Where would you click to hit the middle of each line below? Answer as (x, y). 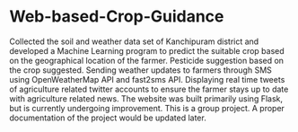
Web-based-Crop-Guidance (117, 17)
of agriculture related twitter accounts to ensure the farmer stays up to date (149, 89)
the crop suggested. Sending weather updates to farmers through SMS (140, 70)
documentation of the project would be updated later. (108, 118)
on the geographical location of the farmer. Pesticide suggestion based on (147, 60)
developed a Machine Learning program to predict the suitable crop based (147, 50)
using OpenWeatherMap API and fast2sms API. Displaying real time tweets (147, 79)
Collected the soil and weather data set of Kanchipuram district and (134, 41)
